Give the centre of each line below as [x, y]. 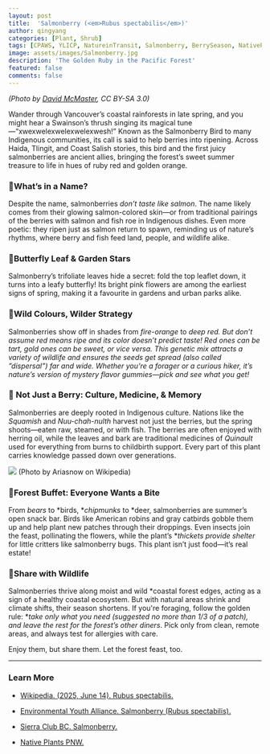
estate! [20, 553]
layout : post [30, 16]
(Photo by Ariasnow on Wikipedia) [74, 472]
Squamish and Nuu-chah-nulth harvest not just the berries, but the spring [131, 421]
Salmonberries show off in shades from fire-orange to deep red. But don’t [131, 331]
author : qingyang [37, 31]
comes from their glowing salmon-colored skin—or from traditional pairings [133, 212]
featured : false [35, 68]
